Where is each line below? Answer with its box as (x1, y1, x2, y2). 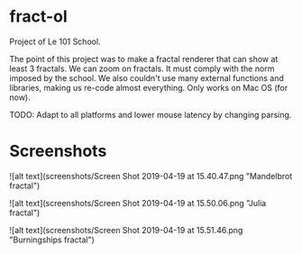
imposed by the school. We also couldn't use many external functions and (9, 72, 284, 83)
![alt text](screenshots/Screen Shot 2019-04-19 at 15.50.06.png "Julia (9, 197, 267, 208)
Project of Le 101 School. (9, 36, 101, 47)
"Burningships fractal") (9, 234, 95, 245)
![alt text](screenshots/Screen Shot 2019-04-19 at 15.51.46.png (9, 224, 243, 235)
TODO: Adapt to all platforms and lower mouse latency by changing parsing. (9, 109, 292, 120)
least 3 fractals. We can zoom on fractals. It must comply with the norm (9, 63, 275, 74)
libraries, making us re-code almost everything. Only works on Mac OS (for (9, 82, 288, 93)
